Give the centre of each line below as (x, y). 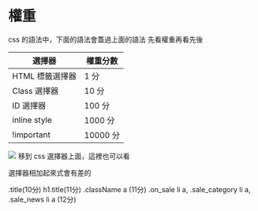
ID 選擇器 (29, 105)
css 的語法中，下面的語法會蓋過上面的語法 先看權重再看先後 (106, 39)
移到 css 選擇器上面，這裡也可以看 (74, 156)
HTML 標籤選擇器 (45, 76)
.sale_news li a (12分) (42, 199)
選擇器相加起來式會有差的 (50, 172)
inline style (32, 120)
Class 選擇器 (36, 91)
